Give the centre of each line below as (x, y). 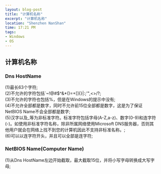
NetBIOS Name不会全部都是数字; (38, 112)
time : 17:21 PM (20, 28)
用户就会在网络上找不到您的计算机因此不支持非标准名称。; (67, 130)
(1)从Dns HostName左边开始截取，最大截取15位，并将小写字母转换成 (73, 160)
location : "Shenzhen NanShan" (36, 23)
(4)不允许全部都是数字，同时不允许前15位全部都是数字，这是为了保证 (74, 105)
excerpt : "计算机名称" (26, 18)
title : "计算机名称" (24, 14)
